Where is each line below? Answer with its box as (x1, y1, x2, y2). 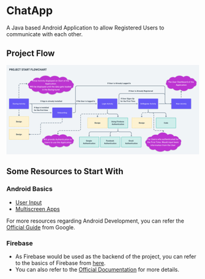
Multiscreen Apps (15, 205, 60, 212)
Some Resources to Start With (6, 166, 124, 177)
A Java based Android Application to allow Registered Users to (6, 24, 165, 31)
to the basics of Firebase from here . (15, 259, 106, 267)
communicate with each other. (6, 30, 83, 37)
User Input (15, 199, 42, 206)
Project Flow (6, 48, 55, 59)
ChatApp (6, 4, 53, 18)
